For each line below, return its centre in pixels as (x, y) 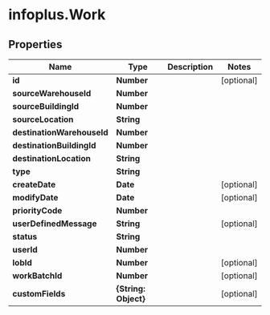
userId (25, 250)
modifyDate (35, 198)
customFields (39, 294)
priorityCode (37, 210)
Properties (35, 44)
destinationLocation (51, 158)
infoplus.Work (57, 15)
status (25, 236)
